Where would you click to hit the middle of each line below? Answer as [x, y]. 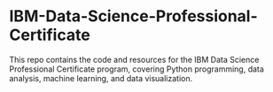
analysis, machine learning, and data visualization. [101, 78]
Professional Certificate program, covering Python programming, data [136, 69]
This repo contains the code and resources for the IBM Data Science [134, 59]
